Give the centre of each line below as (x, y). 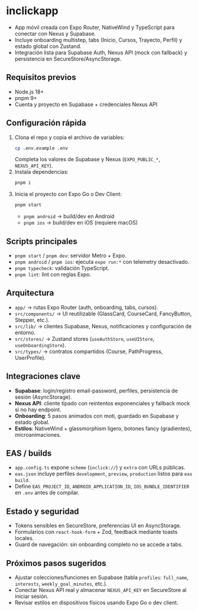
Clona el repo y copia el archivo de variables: (69, 137)
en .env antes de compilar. (47, 492)
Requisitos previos (41, 77)
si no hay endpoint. (38, 410)
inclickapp (32, 11)
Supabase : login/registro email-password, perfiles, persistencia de (96, 391)
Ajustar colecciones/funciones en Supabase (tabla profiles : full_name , (102, 578)
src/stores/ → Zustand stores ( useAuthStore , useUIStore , (85, 338)
